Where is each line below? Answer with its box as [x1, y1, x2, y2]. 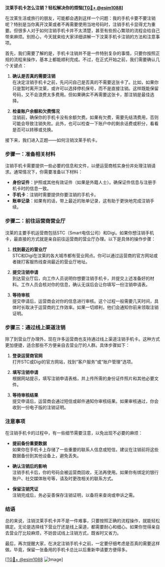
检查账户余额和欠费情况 [12, 108, 60, 114]
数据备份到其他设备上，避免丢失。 [12, 453, 82, 459]
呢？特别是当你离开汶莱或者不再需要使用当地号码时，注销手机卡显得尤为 [5, 22, 151, 27]
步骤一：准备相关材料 [5, 150, 55, 157]
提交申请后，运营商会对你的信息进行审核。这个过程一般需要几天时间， [12, 298, 155, 304]
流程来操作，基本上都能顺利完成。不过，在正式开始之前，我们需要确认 [13, 57, 156, 62]
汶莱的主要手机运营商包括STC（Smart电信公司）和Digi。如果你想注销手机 [5, 230, 154, 235]
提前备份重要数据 [12, 440, 47, 446]
